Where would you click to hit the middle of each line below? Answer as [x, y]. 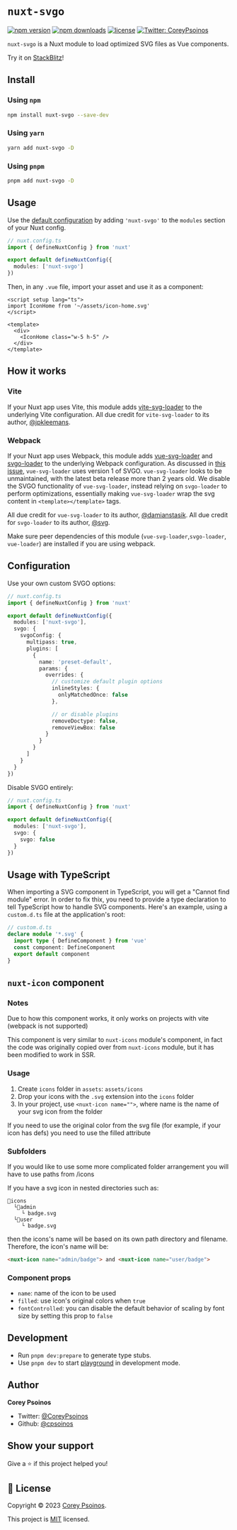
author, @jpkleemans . [39, 422]
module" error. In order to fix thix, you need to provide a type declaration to [117, 899]
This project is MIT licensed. [48, 1519]
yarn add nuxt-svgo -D [41, 148]
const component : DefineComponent [64, 948]
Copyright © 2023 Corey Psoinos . [57, 1505]
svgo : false [37, 840]
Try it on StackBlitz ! [36, 58]
